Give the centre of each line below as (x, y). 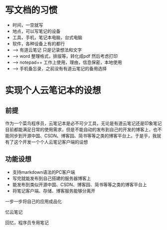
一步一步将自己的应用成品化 (34, 201)
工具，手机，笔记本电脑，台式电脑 (47, 37)
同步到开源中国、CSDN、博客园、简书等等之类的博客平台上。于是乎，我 (83, 135)
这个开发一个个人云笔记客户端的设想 (51, 142)
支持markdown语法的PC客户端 (44, 172)
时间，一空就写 (28, 25)
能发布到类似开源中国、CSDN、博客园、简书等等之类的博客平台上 (80, 184)
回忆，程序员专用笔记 (27, 223)
